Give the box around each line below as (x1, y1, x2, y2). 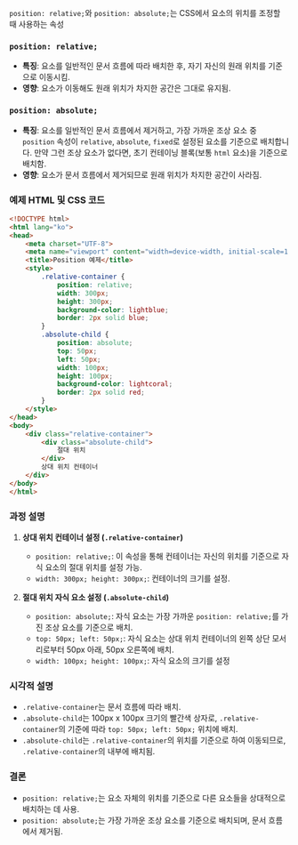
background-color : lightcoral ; (56, 380, 173, 389)
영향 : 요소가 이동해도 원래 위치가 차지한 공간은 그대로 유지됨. (21, 83, 231, 93)
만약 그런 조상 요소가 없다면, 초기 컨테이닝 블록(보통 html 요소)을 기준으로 (34, 147, 288, 157)
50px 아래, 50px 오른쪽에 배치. (66, 644, 174, 655)
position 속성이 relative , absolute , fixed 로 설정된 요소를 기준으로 (21, 136, 259, 147)
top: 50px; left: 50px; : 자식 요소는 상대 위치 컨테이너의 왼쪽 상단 (35, 632, 270, 643)
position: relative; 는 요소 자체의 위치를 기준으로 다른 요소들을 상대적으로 (21, 793, 286, 803)
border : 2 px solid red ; (56, 388, 145, 398)
